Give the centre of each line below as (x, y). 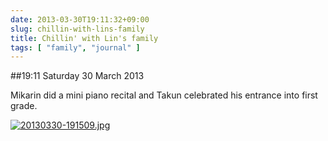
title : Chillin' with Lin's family (84, 38)
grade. (24, 106)
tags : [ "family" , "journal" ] (75, 47)
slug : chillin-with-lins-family (77, 29)
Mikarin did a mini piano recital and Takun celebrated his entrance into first (164, 95)
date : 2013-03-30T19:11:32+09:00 (80, 19)
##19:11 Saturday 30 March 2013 (77, 76)
